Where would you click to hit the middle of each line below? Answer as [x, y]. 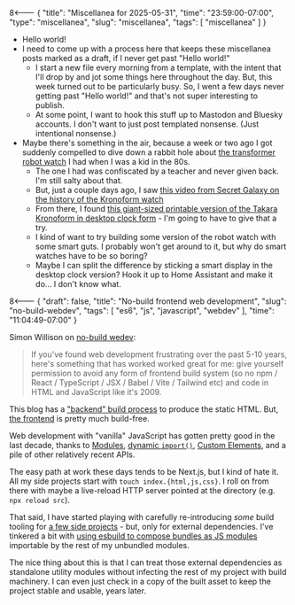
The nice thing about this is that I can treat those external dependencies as [146, 562]
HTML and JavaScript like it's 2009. [96, 392]
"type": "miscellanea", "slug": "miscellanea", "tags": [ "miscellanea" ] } [138, 22]
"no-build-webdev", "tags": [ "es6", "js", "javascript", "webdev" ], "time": [142, 310]
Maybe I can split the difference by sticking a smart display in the [154, 265]
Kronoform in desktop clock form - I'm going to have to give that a [156, 218]
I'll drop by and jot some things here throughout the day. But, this [154, 77]
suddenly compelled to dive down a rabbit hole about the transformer [149, 152]
